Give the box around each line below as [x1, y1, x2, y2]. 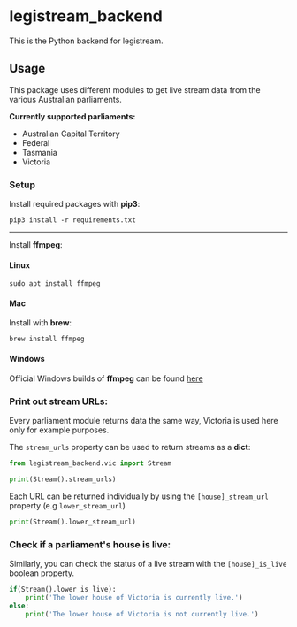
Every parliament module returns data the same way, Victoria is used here [9, 415, 278, 425]
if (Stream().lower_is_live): [9, 585, 117, 593]
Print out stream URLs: [9, 395, 109, 408]
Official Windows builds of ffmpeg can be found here [9, 373, 203, 384]
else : [9, 601, 29, 610]
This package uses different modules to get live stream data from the [9, 84, 261, 95]
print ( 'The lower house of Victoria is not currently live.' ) [25, 609, 259, 618]
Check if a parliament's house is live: [9, 538, 171, 550]
